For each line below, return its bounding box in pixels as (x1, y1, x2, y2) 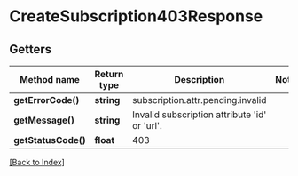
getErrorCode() (13, 94, 80, 106)
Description (174, 74, 225, 85)
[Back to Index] (9, 157, 65, 167)
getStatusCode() (13, 134, 86, 146)
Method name (19, 74, 80, 85)
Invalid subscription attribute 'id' (132, 108, 267, 121)
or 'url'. (132, 120, 162, 132)
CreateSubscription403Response (9, 6, 263, 27)
